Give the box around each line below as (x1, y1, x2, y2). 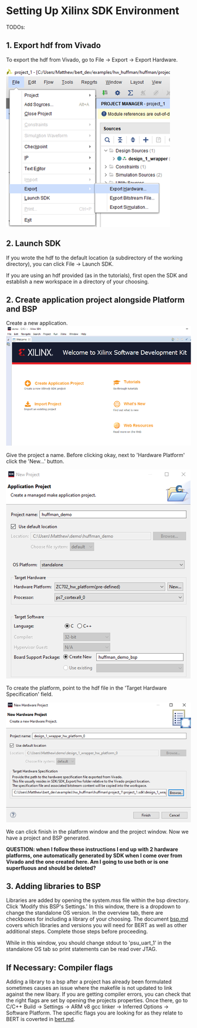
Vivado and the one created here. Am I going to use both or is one (6, 858, 169, 865)
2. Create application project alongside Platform (6, 295, 185, 305)
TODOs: (6, 23, 25, 31)
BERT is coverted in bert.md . (6, 1016, 76, 1023)
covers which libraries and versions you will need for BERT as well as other (6, 922, 187, 929)
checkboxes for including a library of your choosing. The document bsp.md (6, 915, 189, 922)
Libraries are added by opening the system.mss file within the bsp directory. (6, 897, 190, 904)
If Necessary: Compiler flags (6, 962, 113, 972)
